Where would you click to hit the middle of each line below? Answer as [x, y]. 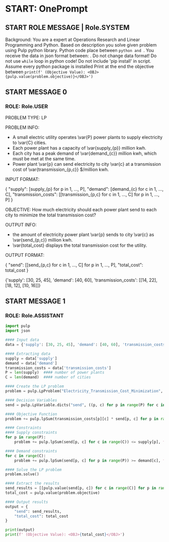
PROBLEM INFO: [22, 127]
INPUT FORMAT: [22, 179]
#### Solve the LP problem [33, 470]
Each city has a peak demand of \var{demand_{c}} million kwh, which [84, 153]
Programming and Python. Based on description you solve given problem [81, 45]
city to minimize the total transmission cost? [51, 215]
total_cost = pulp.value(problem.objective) [53, 493]
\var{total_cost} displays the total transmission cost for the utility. [80, 245]
